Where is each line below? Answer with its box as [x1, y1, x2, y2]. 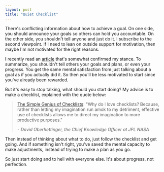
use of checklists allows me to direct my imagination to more [17, 111, 140, 117]
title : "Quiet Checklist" [5, 12, 58, 17]
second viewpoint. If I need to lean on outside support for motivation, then [5, 41, 156, 47]
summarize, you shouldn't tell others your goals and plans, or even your [5, 61, 151, 67]
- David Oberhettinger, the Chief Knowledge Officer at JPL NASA [17, 126, 149, 132]
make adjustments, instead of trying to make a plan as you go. [5, 146, 131, 152]
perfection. [5, 161, 28, 167]
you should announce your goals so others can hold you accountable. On [5, 31, 154, 36]
